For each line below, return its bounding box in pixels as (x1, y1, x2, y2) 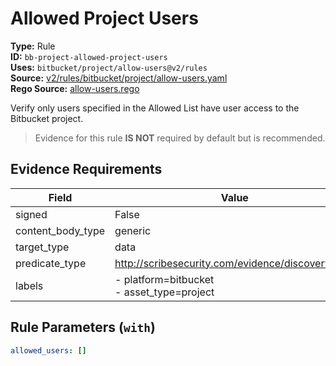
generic (114, 223, 152, 237)
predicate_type (15, 256, 87, 270)
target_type (15, 240, 70, 254)
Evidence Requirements (10, 161, 163, 178)
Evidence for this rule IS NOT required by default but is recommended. (34, 132, 326, 144)
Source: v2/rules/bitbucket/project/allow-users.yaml (10, 72, 228, 84)
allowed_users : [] (10, 345, 87, 356)
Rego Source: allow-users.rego (10, 82, 140, 94)
